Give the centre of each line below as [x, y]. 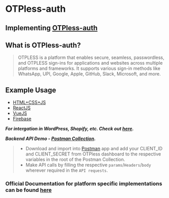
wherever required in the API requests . [67, 170]
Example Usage [31, 90]
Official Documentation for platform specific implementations [84, 184]
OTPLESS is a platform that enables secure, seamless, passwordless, [91, 57]
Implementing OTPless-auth [51, 28]
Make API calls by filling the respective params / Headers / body [88, 165]
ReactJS [22, 108]
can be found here [29, 190]
